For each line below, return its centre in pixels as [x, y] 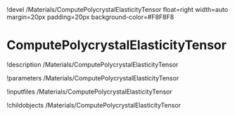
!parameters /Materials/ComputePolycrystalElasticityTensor [93, 78]
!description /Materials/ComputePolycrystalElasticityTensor [93, 64]
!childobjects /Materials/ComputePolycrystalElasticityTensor [94, 105]
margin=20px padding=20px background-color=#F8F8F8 [90, 17]
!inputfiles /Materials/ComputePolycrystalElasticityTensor [90, 92]
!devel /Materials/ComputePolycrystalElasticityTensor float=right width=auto [118, 9]
